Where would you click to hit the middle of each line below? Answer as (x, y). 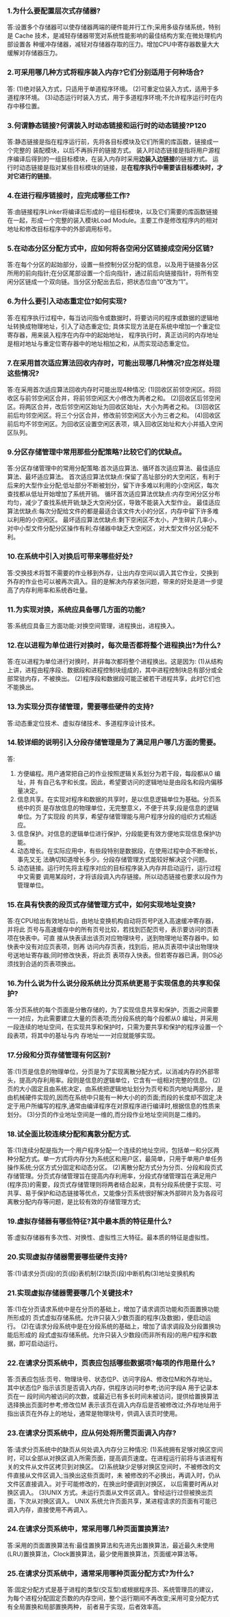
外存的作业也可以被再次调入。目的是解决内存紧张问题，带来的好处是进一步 (112, 581)
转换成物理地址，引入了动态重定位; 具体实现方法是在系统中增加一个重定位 (117, 326)
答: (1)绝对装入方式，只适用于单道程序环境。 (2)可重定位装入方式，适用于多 (113, 89)
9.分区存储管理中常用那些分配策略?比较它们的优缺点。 (97, 452)
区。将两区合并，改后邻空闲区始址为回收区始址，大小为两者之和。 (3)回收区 (114, 407)
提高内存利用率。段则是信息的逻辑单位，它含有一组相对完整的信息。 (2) (120, 1080)
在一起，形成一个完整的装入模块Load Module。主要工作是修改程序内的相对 (113, 221)
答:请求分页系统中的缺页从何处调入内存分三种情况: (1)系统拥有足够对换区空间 (115, 1449)
